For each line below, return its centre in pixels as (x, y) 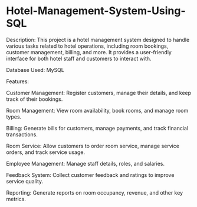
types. (14, 117)
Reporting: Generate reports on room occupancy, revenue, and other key (95, 192)
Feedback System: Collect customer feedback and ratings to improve (90, 175)
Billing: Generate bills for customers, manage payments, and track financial (97, 128)
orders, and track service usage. (46, 152)
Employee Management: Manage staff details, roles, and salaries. (86, 163)
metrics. (16, 199)
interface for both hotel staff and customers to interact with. (79, 58)
